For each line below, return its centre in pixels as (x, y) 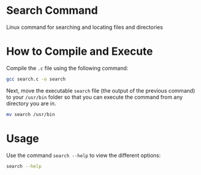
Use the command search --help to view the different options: (84, 155)
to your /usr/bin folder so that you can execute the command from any (94, 97)
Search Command (52, 11)
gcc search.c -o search (36, 79)
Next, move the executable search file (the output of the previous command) (101, 90)
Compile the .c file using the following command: (67, 68)
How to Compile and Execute (80, 51)
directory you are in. (31, 103)
